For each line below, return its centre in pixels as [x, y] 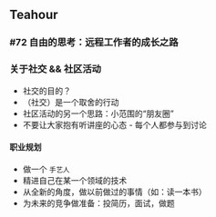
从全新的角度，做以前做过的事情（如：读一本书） [114, 192]
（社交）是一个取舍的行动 [71, 102]
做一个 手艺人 [46, 169]
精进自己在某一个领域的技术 [75, 180]
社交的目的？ [46, 91]
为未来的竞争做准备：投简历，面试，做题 [98, 202]
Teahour [34, 15]
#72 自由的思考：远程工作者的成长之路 [94, 43]
